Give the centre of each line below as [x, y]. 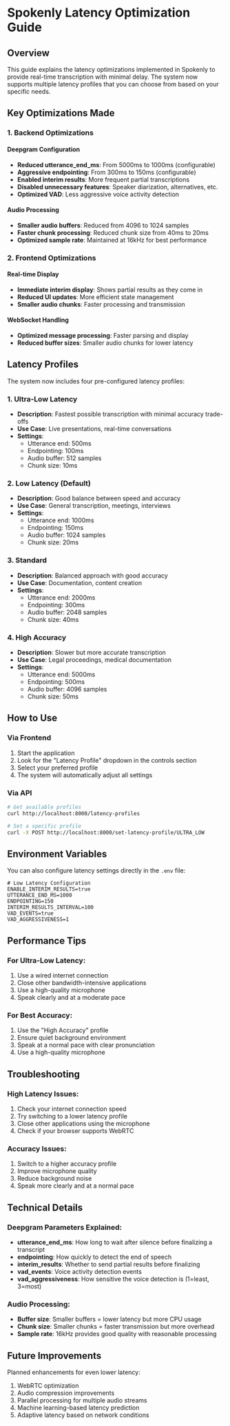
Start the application [46, 753]
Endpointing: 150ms [55, 528]
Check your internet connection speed [72, 1109]
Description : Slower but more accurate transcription [92, 653]
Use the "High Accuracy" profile [63, 1030]
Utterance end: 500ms [59, 444]
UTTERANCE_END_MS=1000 [40, 895]
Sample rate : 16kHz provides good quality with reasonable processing [117, 1334]
